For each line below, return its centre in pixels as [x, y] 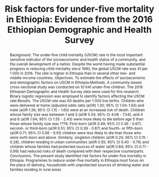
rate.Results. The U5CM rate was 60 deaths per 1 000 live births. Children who [77, 100]
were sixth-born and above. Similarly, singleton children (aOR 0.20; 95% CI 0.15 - [79, 137]
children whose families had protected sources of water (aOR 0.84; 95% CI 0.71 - [79, 146]
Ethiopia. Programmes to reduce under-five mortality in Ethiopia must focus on [77, 160]
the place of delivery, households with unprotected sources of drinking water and [79, 165]
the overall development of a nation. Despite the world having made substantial [77, 64]
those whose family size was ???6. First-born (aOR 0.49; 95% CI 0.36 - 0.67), [76, 123]
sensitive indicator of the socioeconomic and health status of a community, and [78, 59]
